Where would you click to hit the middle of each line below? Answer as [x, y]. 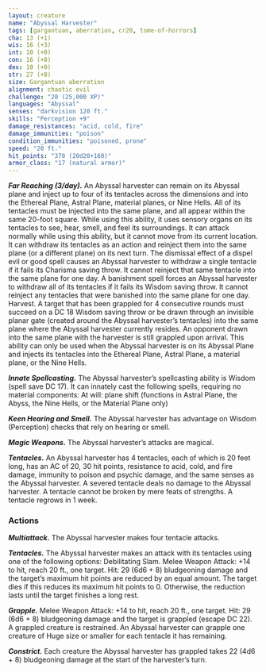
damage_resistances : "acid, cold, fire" [76, 126]
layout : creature [37, 15]
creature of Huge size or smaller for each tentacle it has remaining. [118, 636]
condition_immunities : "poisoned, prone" [78, 141]
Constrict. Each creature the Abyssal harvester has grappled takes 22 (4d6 [132, 651]
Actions [24, 520]
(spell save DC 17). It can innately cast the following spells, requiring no [125, 386]
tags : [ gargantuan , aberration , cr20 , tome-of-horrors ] [102, 30]
